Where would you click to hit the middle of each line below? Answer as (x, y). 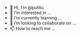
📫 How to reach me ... (32, 28)
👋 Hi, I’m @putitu (27, 8)
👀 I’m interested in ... (30, 13)
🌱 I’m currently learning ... (36, 18)
